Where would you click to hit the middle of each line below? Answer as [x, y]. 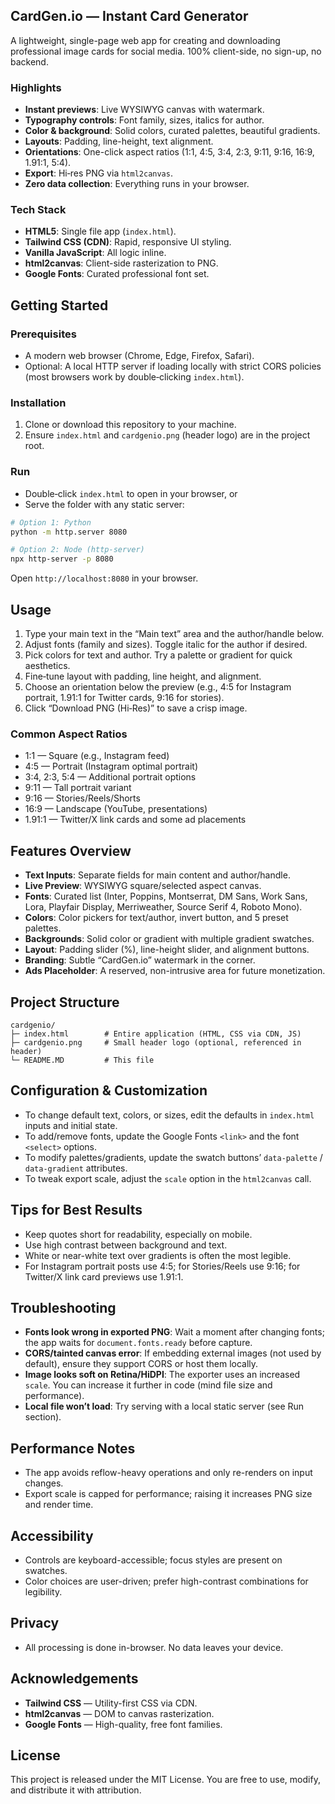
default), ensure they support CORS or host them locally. [141, 1364]
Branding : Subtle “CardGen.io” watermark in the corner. [140, 960]
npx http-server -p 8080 [62, 559]
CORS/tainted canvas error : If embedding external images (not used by [173, 1353]
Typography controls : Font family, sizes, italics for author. [144, 120]
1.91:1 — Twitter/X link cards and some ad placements [135, 820]
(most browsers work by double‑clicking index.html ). [134, 377]
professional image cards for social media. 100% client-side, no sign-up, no [166, 51]
